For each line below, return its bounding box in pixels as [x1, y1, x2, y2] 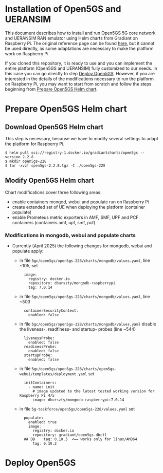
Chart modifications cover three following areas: [5, 189, 102, 195]
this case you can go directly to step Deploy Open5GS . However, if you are [5, 70, 155, 76]
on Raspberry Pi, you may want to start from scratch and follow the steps [5, 81, 152, 86]
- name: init [28, 385, 55, 389]
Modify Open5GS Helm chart [5, 176, 94, 185]
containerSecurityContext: [23, 308, 79, 313]
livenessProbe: [23, 336, 55, 341]
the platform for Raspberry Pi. [5, 141, 65, 147]
